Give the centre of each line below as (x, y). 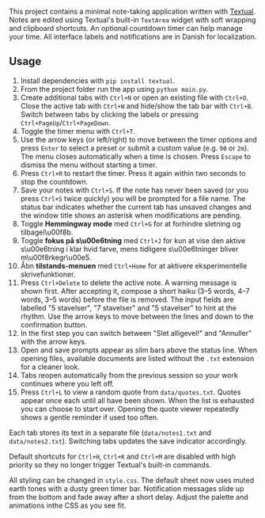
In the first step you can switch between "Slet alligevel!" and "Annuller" (136, 333)
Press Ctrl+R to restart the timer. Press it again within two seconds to (133, 173)
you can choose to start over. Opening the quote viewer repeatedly (130, 409)
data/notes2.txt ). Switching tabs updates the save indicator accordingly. (128, 441)
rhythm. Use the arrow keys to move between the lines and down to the (137, 316)
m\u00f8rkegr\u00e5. (56, 257)
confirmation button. (54, 325)
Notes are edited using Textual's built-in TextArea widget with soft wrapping (132, 20)
